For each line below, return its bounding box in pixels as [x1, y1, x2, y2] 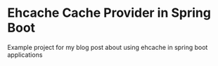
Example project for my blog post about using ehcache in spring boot [7, 43, 208, 51]
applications [7, 51, 43, 59]
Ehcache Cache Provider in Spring [7, 5, 211, 21]
